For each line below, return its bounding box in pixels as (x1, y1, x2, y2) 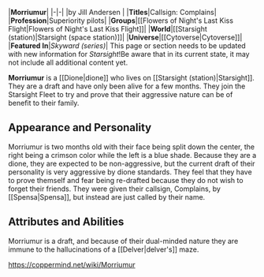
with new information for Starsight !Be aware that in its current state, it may (8, 50, 250, 58)
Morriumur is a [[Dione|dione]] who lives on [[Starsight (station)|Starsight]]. (8, 73, 255, 82)
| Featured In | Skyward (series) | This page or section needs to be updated (8, 41, 246, 51)
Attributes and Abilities (8, 215, 125, 229)
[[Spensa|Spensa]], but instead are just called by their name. (8, 192, 206, 201)
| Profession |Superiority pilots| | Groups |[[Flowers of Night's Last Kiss (8, 16, 234, 25)
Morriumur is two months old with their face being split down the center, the (8, 142, 255, 152)
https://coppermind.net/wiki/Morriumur (8, 260, 136, 269)
